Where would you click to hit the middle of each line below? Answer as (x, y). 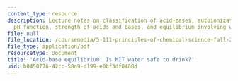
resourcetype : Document (42, 54)
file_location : (30, 40)
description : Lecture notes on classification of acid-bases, (101, 20)
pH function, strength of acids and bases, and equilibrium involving (120, 27)
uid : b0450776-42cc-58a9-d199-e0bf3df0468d (73, 66)
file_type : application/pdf (49, 46)
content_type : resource (42, 14)
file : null (23, 33)
